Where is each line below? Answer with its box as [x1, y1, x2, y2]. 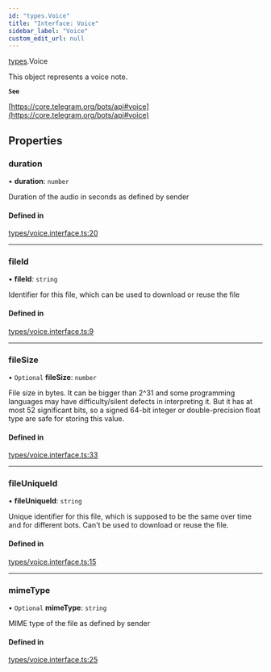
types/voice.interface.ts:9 [8, 326, 94, 336]
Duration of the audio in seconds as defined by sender [8, 191, 190, 202]
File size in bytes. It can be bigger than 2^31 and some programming [8, 388, 236, 398]
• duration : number [8, 176, 70, 186]
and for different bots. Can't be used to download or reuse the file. [8, 520, 229, 530]
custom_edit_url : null [8, 34, 85, 43]
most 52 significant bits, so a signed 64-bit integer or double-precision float [8, 405, 261, 415]
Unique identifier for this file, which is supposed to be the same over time [8, 511, 252, 521]
